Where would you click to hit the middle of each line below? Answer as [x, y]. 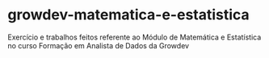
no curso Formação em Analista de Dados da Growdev [99, 45]
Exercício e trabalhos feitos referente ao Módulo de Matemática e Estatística [134, 37]
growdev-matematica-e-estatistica [128, 15]
